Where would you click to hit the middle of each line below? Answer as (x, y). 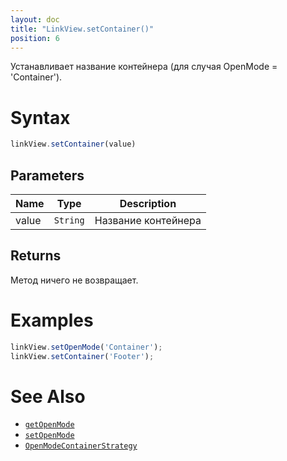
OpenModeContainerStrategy (81, 446)
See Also (48, 396)
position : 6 (35, 38)
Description (148, 203)
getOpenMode (49, 425)
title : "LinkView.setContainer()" (82, 29)
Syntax (40, 117)
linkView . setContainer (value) (73, 144)
